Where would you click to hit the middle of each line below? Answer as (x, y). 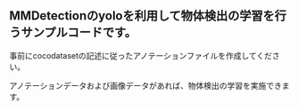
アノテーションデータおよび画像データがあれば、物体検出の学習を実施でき (146, 85)
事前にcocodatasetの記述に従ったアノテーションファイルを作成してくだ (141, 55)
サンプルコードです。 (79, 32)
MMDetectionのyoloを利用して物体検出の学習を (142, 16)
